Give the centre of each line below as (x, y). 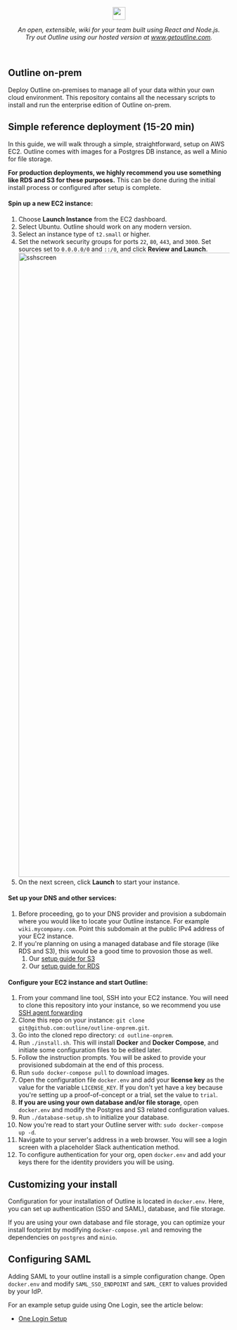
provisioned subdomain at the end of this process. (91, 1065)
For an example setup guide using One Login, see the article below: (105, 1305)
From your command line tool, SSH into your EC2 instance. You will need (123, 998)
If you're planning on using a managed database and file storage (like (118, 944)
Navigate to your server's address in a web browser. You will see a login (122, 1140)
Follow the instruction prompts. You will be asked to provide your (112, 1058)
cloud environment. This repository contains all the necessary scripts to (112, 97)
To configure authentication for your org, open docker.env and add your (122, 1155)
